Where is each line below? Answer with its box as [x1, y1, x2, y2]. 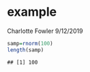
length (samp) [7, 46, 44, 53]
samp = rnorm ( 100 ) [7, 40, 53, 47]
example [7, 4, 57, 20]
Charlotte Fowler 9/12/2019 [7, 27, 83, 35]
